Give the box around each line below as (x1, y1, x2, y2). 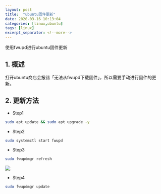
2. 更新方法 (5, 97, 39, 105)
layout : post (5, 7, 32, 12)
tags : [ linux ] (5, 26, 35, 31)
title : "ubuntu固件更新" (5, 12, 56, 17)
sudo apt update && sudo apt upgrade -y (5, 119, 90, 124)
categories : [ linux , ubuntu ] (5, 21, 63, 26)
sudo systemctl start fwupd (5, 138, 63, 143)
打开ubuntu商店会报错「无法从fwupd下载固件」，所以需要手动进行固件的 (5, 74, 152, 80)
